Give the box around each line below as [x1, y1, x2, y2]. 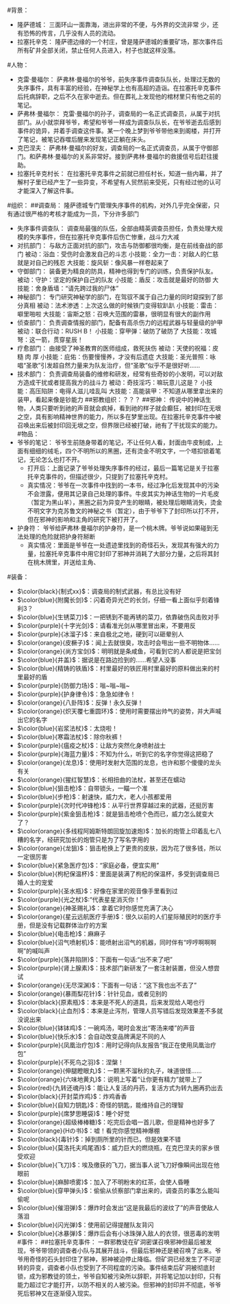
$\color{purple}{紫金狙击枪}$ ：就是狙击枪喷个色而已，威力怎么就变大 [16, 810, 214, 818]
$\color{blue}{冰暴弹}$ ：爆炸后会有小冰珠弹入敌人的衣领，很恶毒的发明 [16, 1229, 220, 1238]
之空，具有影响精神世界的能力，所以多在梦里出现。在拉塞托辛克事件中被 [16, 413, 221, 421]
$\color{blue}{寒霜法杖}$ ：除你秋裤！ [16, 733, 125, 741]
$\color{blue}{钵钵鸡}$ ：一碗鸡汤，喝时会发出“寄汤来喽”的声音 [16, 1024, 195, 1032]
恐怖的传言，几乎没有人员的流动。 [23, 29, 120, 37]
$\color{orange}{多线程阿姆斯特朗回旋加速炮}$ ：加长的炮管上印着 [16, 827, 204, 835]
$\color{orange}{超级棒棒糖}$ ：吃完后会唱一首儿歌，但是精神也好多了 [16, 1118, 216, 1126]
